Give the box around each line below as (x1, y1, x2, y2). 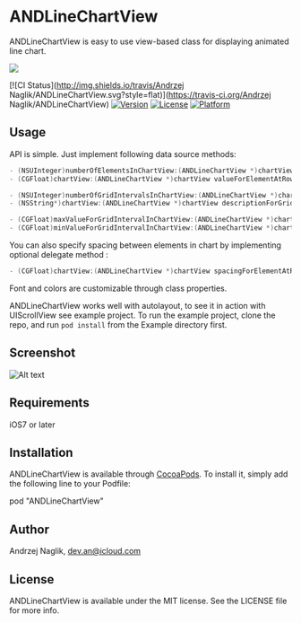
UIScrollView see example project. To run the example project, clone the (9, 310, 276, 320)
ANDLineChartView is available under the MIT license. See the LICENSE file (9, 595, 288, 606)
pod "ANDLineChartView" (9, 496, 105, 506)
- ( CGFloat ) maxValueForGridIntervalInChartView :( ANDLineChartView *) (9, 215, 275, 224)
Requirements (9, 395, 90, 410)
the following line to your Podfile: (9, 478, 132, 489)
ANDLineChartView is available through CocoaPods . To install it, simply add (9, 469, 288, 479)
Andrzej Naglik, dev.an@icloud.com (9, 546, 142, 557)
